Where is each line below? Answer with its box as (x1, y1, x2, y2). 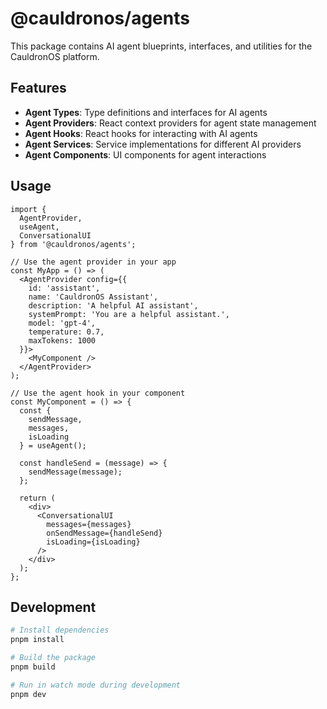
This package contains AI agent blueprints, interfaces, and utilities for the (10, 40, 313, 52)
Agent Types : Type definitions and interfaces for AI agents (24, 106, 268, 118)
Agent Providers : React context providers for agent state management (24, 117, 317, 129)
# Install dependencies (10, 625, 110, 636)
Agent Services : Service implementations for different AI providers (24, 138, 302, 150)
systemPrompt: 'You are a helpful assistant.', (28, 309, 230, 319)
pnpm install (10, 635, 65, 645)
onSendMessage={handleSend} (46, 528, 163, 538)
